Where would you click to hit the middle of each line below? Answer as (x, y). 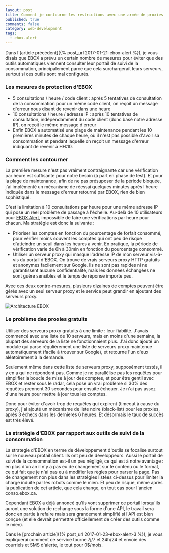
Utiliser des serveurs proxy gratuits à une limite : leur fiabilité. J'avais (77, 330)
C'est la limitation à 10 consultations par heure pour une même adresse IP (82, 207)
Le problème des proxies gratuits (46, 319)
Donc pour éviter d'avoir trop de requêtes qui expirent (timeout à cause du (82, 404)
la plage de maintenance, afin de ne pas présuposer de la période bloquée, (83, 181)
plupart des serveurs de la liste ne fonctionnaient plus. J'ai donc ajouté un (82, 341)
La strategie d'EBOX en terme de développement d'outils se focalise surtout (84, 450)
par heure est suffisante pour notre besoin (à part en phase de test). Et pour (84, 176)
